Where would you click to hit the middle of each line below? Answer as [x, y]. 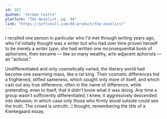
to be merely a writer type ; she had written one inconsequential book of [79, 48]
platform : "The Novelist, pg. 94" [41, 19]
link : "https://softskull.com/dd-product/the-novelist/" [66, 24]
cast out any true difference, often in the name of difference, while [73, 85]
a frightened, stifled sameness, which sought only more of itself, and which [82, 79]
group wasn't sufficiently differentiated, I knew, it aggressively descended [81, 95]
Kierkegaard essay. [25, 111]
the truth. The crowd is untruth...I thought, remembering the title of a [75, 106]
